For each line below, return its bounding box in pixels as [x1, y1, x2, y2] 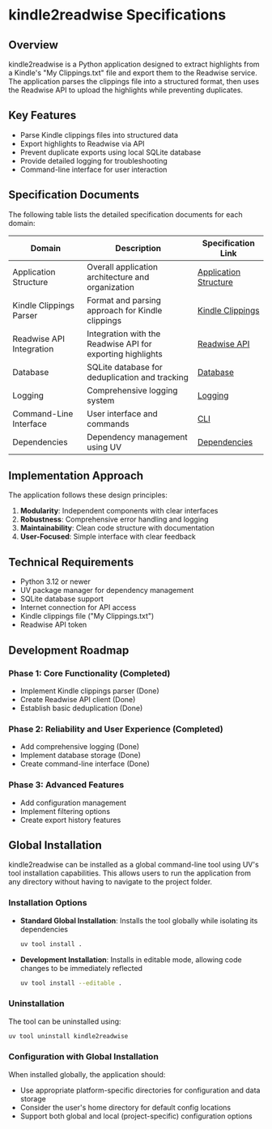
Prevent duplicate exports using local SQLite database [19, 147, 202, 157]
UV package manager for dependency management [19, 586, 194, 595]
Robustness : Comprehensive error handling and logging [19, 514, 209, 524]
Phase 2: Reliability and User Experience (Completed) [8, 723, 224, 735]
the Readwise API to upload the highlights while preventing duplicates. [8, 85, 244, 95]
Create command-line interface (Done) [19, 759, 150, 769]
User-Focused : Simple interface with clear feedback [19, 532, 196, 542]
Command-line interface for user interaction [19, 164, 168, 174]
